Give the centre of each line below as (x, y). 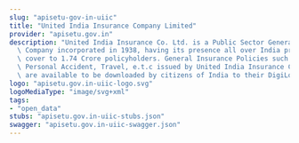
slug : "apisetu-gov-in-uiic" (63, 17)
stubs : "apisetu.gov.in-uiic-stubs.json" (87, 116)
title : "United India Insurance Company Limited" (103, 26)
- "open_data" (36, 108)
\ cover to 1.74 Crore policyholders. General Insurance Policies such (153, 59)
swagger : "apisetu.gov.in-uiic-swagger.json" (95, 125)
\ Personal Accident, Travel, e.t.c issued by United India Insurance (151, 68)
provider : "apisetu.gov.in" (61, 34)
